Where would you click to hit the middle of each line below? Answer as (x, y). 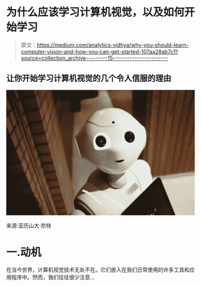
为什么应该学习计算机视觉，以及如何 (95, 12)
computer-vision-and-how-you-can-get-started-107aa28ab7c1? (99, 51)
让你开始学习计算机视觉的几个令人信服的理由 (89, 78)
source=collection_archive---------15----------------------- (95, 58)
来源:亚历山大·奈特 (29, 226)
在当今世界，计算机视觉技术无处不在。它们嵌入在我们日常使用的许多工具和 (98, 270)
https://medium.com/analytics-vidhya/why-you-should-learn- (113, 45)
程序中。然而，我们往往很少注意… (53, 277)
